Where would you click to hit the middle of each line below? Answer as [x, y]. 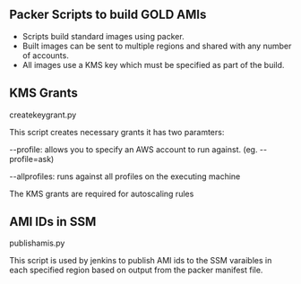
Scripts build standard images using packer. [103, 36]
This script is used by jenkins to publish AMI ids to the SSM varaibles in [141, 261]
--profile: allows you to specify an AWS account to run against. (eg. [133, 149]
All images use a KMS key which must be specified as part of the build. [153, 65]
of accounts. [45, 55]
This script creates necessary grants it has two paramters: [117, 132]
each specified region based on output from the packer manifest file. [136, 270]
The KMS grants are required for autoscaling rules [102, 194]
